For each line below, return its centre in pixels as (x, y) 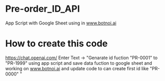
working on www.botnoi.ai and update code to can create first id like (77, 68)
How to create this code (57, 44)
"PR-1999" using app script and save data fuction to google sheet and (79, 63)
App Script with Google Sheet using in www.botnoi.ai (61, 23)
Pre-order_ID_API (43, 9)
